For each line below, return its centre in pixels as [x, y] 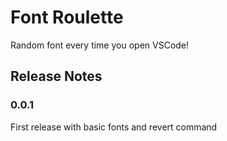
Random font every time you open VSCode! [100, 45]
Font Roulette [67, 17]
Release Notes [56, 76]
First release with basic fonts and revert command [114, 127]
